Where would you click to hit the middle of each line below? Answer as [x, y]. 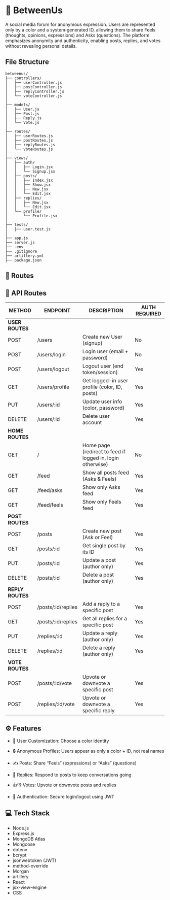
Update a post [99, 560]
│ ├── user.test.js [28, 229]
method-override [30, 865]
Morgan [21, 871]
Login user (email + [105, 351]
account [92, 422]
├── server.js [20, 242]
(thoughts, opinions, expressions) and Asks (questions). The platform [77, 35]
